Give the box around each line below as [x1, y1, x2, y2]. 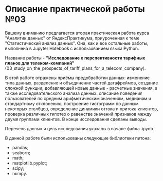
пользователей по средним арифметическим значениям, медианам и [5, 95, 151, 101]
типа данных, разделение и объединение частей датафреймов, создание [5, 80, 158, 86]
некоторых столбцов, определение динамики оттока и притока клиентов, [5, 106, 158, 112]
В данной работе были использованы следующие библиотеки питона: [5, 135, 151, 141]
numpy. [12, 170, 28, 176]
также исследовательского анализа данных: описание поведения [5, 90, 143, 96]
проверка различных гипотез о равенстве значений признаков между [5, 111, 152, 117]
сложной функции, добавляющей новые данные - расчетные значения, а [5, 85, 158, 91]
